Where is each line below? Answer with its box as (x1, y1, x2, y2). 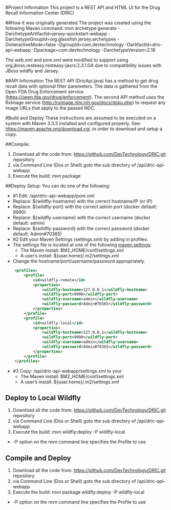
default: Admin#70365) (12, 231, 62, 237)
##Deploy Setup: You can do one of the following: (5, 183, 111, 189)
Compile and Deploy (5, 454, 71, 462)
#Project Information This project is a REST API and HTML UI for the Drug (5, 5, 160, 10)
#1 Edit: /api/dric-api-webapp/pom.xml (12, 193, 95, 199)
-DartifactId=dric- (124, 42, 163, 48)
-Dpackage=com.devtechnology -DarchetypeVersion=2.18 (32, 47, 156, 53)
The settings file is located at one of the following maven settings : (12, 242, 152, 248)
